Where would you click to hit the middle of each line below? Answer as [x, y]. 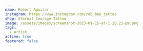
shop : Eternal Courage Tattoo [36, 18]
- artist [18, 32]
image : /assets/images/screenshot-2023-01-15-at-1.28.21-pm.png [72, 23]
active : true [18, 37]
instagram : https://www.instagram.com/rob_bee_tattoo [61, 14]
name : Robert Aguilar [27, 9]
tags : [10, 28]
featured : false [21, 41]
